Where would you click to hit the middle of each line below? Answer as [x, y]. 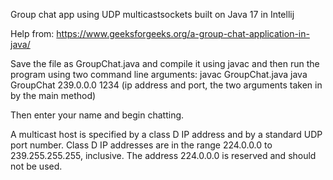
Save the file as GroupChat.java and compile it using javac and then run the [165, 63]
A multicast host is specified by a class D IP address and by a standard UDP [166, 134]
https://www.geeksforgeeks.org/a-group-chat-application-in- [183, 33]
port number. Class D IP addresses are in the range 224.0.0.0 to [141, 145]
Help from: [32, 33]
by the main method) [53, 95]
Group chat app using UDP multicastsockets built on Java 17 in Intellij [152, 14]
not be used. [36, 166]
